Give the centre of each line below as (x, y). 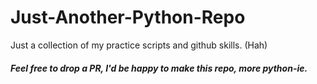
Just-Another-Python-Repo (128, 17)
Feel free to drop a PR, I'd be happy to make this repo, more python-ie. (159, 68)
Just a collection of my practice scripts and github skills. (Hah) (139, 45)
